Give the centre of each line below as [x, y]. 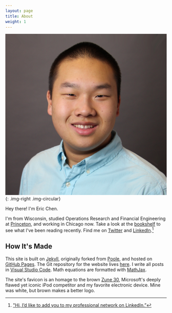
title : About [19, 16]
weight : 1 [16, 21]
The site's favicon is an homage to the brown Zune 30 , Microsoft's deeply [83, 279]
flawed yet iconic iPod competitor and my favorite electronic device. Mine [83, 285]
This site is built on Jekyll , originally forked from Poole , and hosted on [79, 259]
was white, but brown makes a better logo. [50, 290]
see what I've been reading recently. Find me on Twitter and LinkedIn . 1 [80, 230]
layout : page [19, 11]
